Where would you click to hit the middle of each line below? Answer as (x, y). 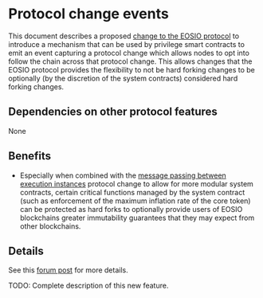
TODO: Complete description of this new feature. (88, 286)
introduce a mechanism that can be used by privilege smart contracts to (127, 44)
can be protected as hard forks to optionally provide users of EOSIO (131, 209)
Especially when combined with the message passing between (123, 175)
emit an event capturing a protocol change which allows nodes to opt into (129, 53)
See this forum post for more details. (69, 270)
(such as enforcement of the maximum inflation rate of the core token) (135, 201)
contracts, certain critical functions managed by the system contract (132, 192)
